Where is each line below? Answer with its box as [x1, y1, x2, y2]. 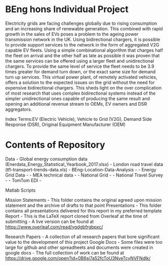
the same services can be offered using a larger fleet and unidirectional [5, 58, 154, 64]
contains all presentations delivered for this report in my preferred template [5, 207, 162, 213]
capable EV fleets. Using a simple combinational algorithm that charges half [5, 47, 163, 53]
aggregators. [5, 106, 32, 112]
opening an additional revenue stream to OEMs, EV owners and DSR [5, 101, 147, 107]
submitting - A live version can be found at [5, 218, 94, 225]
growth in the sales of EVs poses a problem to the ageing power [5, 31, 139, 37]
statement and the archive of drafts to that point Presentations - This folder [5, 202, 162, 208]
